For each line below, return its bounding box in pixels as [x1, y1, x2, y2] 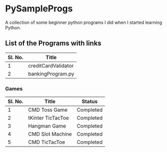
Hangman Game [28, 123, 66, 130]
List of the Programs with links [5, 39, 102, 48]
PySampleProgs [5, 3, 73, 14]
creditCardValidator [28, 62, 74, 69]
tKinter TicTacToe [28, 115, 69, 122]
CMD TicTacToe [28, 139, 65, 146]
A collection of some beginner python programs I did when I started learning [5, 19, 162, 25]
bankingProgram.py [28, 70, 75, 77]
